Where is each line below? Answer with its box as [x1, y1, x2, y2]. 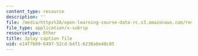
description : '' [6, 14, 46, 20]
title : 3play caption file [6, 36, 72, 41]
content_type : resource [6, 8, 65, 15]
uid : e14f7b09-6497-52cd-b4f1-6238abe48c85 [6, 41, 115, 47]
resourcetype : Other [6, 30, 57, 36]
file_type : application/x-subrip [6, 24, 88, 31]
